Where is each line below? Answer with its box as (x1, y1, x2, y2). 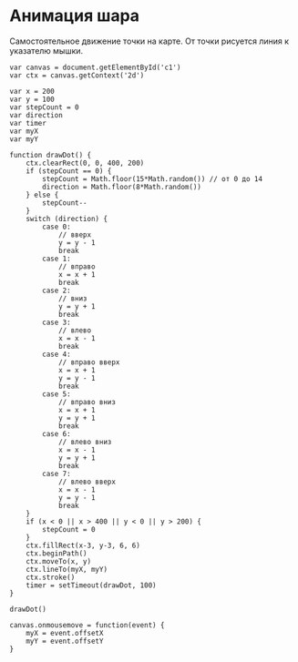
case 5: (42, 389, 71, 399)
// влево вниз (57, 437, 112, 446)
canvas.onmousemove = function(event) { (9, 620, 166, 629)
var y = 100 (9, 95, 55, 104)
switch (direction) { (26, 214, 108, 223)
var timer (9, 118, 47, 127)
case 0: (42, 222, 71, 231)
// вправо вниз (57, 397, 117, 406)
